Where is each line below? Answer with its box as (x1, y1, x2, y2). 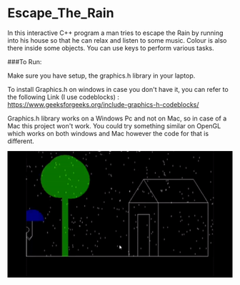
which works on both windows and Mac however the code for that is (7, 129, 209, 138)
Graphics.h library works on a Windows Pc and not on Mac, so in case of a (7, 114, 227, 123)
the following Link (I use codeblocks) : (7, 93, 120, 101)
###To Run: (7, 57, 42, 66)
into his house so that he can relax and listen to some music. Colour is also (7, 36, 227, 44)
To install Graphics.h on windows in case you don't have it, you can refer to (7, 85, 229, 93)
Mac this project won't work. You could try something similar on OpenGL (7, 121, 221, 130)
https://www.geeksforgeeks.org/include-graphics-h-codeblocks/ (7, 100, 199, 108)
